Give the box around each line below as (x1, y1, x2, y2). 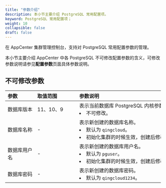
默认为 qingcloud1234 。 (86, 174, 140, 181)
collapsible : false (5, 26, 45, 31)
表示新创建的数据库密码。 (79, 167, 139, 174)
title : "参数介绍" (5, 7, 41, 12)
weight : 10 (5, 21, 28, 26)
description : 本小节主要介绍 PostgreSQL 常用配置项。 (5, 12, 109, 17)
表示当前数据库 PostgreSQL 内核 (79, 102, 155, 109)
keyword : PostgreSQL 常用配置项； (5, 16, 72, 21)
